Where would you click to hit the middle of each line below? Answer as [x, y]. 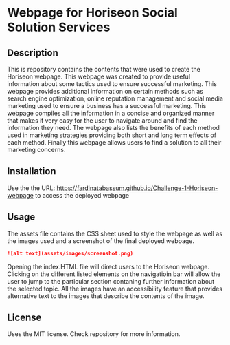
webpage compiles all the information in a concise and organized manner [111, 113]
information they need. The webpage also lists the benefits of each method [113, 128]
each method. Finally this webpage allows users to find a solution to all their [114, 142]
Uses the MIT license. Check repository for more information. [94, 334]
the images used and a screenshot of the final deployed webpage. [101, 241]
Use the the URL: [31, 188]
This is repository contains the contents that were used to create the [104, 69]
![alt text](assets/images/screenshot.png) [70, 253]
